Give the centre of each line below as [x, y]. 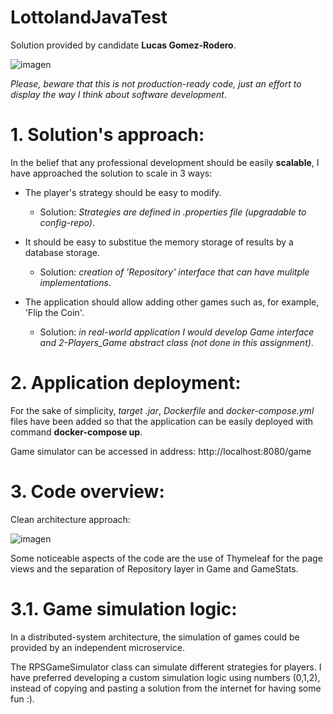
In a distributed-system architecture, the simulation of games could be [155, 637]
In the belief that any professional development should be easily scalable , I [165, 162]
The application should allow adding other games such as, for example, [172, 302]
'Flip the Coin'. [54, 312]
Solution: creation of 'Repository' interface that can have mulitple [174, 272]
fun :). [22, 698]
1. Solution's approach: [107, 135]
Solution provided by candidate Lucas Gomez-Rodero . [123, 45]
